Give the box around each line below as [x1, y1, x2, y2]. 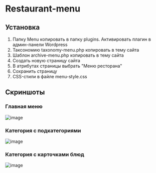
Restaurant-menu [5, 3, 81, 15]
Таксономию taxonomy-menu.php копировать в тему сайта [12, 47, 139, 53]
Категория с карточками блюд [5, 151, 84, 158]
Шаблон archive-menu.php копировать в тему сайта [12, 52, 124, 58]
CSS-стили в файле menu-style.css [12, 74, 88, 79]
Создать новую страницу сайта [12, 58, 80, 63]
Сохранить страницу [12, 68, 58, 74]
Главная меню [5, 103, 43, 110]
